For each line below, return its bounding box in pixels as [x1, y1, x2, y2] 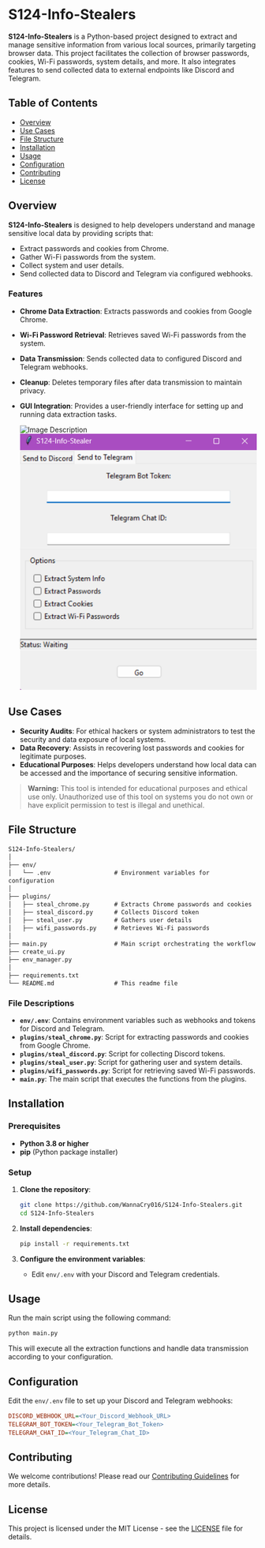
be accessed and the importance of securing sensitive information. [19, 768, 238, 778]
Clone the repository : [19, 1184, 91, 1194]
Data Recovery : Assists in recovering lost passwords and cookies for [19, 743, 244, 752]
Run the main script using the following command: [8, 1313, 171, 1323]
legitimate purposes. [19, 752, 87, 761]
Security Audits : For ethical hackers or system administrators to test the [19, 726, 256, 736]
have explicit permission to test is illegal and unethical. [27, 800, 205, 810]
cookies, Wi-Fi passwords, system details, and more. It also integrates [8, 57, 237, 66]
